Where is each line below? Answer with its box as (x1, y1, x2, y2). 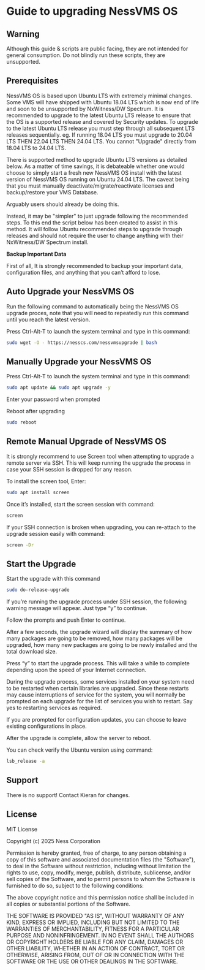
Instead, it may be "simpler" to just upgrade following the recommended (6, 212, 188, 220)
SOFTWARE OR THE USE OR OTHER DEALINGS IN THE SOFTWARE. (6, 958, 178, 965)
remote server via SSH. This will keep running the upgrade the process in (6, 459, 191, 467)
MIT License (6, 825, 38, 833)
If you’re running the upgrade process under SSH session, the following (6, 598, 187, 605)
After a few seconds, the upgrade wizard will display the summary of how (6, 628, 192, 636)
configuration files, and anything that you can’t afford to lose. (6, 269, 161, 276)
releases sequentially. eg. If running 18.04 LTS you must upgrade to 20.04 (6, 131, 193, 139)
